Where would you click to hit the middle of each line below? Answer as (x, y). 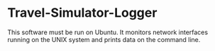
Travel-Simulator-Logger (82, 13)
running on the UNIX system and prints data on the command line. (104, 39)
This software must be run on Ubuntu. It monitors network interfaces (107, 32)
